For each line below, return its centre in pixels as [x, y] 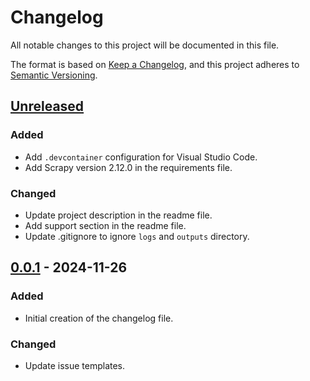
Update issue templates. [75, 365]
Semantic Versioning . [54, 75]
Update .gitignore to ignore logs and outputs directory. [137, 236]
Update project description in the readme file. [118, 215]
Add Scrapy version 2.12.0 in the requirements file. [128, 167]
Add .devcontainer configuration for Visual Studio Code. [141, 157]
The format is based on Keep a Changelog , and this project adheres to [155, 64]
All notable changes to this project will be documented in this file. [145, 45]
